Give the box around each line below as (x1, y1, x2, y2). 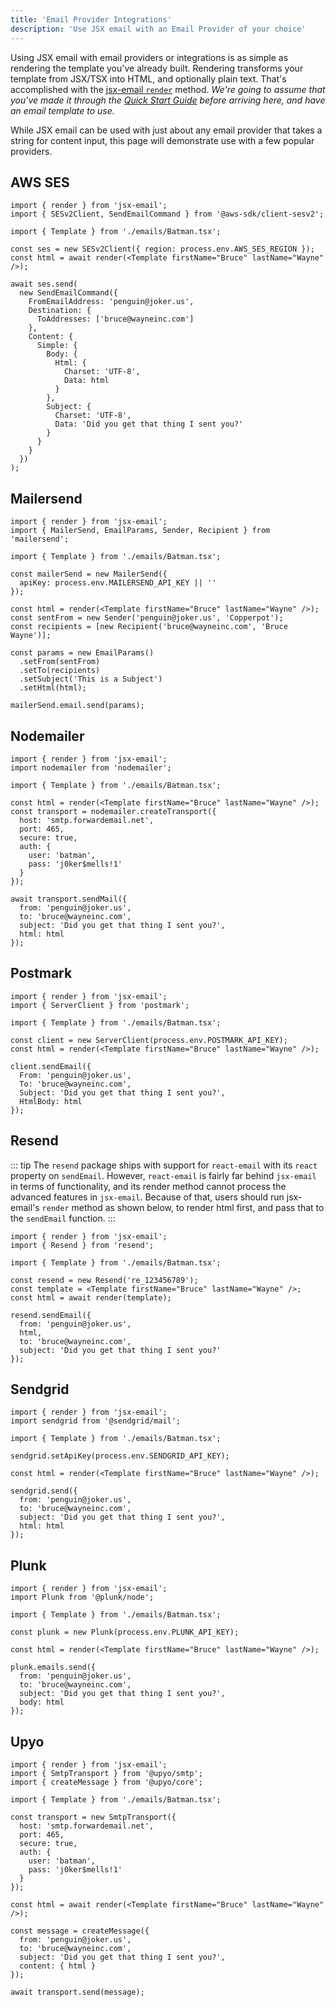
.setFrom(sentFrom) (19, 657, 101, 667)
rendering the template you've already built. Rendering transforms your (10, 62, 304, 74)
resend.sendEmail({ (10, 1310, 92, 1320)
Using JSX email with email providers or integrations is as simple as (10, 51, 289, 63)
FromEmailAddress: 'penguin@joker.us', (28, 297, 195, 307)
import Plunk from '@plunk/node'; (10, 1592, 155, 1603)
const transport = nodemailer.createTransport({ (10, 806, 217, 816)
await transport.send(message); (10, 1987, 145, 1997)
